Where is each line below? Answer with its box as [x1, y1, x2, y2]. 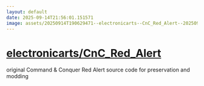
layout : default [6, 8, 47, 15]
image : [6, 20, 23, 26]
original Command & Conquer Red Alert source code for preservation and [6, 66, 190, 73]
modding [6, 73, 29, 80]
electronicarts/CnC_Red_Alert [6, 46, 161, 60]
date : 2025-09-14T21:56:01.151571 [6, 15, 94, 21]
